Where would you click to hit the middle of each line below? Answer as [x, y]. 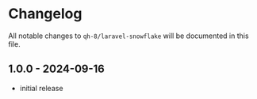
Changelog [45, 14]
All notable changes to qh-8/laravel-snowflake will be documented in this [128, 36]
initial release [41, 88]
